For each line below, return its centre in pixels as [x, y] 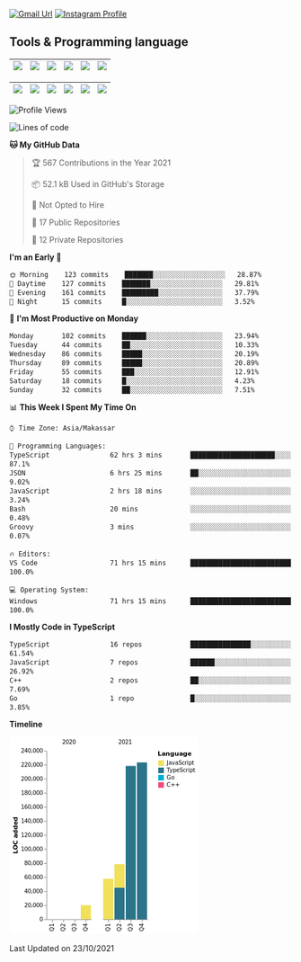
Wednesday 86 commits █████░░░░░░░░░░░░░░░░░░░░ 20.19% [134, 354]
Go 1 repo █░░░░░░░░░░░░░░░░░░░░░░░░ [150, 698]
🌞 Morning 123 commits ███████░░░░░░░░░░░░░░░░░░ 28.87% [136, 274]
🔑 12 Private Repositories [77, 239]
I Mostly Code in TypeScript [62, 627]
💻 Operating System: [49, 590]
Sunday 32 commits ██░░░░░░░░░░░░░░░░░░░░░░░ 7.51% [132, 390]
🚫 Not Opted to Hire [68, 205]
